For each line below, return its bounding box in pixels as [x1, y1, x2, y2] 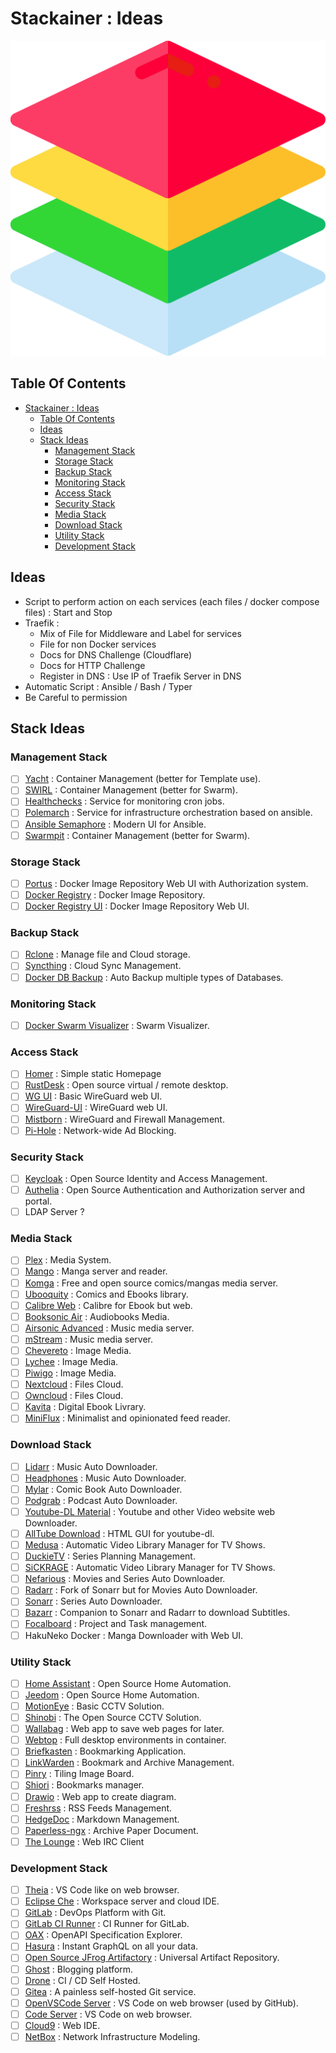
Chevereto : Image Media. [24, 1344, 132, 1356]
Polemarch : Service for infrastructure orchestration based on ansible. [24, 807, 313, 819]
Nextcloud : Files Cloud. [24, 1378, 124, 1391]
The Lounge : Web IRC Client [24, 1835, 145, 1847]
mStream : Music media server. [24, 1333, 154, 1345]
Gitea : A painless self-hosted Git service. [24, 1985, 197, 1997]
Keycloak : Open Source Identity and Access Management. [24, 1172, 268, 1184]
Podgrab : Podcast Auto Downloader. [24, 1494, 178, 1506]
